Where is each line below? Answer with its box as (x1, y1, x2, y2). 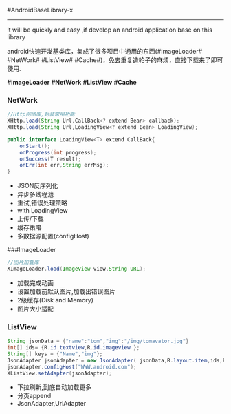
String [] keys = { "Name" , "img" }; (7, 351, 103, 358)
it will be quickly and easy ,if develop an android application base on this (7, 25, 213, 34)
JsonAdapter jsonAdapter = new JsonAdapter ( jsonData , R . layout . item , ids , (7, 357, 223, 364)
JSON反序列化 (16, 182, 58, 190)
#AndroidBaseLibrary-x (7, 6, 74, 14)
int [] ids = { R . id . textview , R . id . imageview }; (7, 344, 140, 351)
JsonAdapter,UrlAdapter (16, 400, 87, 408)
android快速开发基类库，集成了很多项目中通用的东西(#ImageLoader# (7, 48, 203, 55)
